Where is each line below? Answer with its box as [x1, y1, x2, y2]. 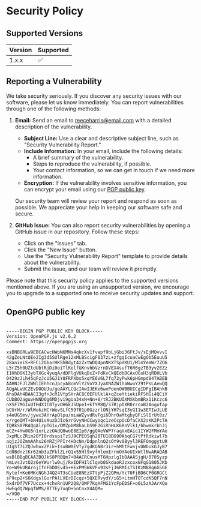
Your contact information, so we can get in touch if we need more [32, 166, 195, 173]
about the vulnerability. [23, 259, 81, 266]
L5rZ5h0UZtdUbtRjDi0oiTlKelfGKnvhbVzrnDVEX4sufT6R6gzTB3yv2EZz [6, 365, 168, 371]
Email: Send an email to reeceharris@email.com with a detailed [14, 116, 172, 124]
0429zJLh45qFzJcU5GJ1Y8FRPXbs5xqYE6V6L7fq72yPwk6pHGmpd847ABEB [6, 375, 168, 382]
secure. [14, 210, 34, 217]
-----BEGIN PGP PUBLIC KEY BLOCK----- [6, 328, 103, 334]
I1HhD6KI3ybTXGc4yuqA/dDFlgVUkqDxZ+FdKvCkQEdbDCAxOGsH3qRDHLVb [6, 370, 168, 376]
